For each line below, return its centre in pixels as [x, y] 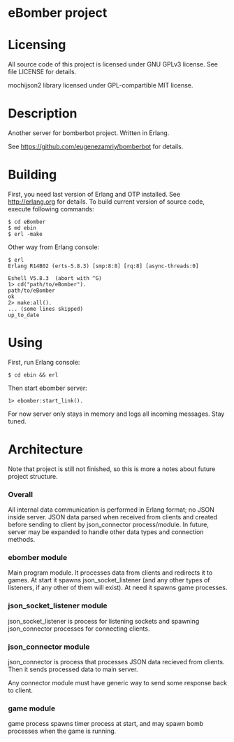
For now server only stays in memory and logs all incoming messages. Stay [116, 414]
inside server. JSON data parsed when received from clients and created [113, 517]
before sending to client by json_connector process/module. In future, [108, 525]
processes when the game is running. [62, 731]
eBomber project [58, 13]
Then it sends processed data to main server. [73, 669]
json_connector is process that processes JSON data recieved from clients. [116, 662]
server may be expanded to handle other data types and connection [106, 532]
